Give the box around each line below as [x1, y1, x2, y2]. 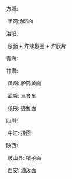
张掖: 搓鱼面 [7, 105, 36, 111]
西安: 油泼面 [7, 167, 36, 174]
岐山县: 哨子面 [7, 154, 42, 161]
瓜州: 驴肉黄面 [7, 80, 42, 87]
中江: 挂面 [7, 129, 31, 136]
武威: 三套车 [7, 92, 36, 99]
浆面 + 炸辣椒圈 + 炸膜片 [7, 43, 67, 49]
